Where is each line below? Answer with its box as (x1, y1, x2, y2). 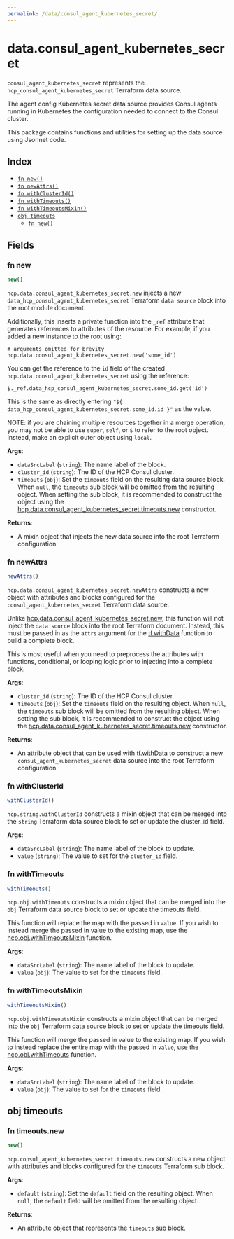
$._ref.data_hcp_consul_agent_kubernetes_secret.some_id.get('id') (7, 385, 208, 392)
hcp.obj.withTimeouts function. (7, 1050, 96, 1058)
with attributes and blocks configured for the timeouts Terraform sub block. (7, 1162, 225, 1170)
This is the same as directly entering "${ (7, 397, 123, 406)
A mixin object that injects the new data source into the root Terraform (17, 532, 220, 540)
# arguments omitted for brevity (7, 345, 105, 352)
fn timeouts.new (7, 1126, 64, 1135)
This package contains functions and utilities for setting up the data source (7, 127, 223, 137)
